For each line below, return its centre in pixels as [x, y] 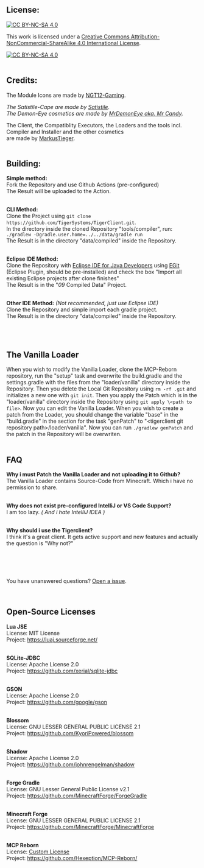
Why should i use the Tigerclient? [50, 531]
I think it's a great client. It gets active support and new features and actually [102, 537]
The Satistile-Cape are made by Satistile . [58, 107]
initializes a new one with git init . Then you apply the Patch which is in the [102, 395]
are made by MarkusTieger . [41, 138]
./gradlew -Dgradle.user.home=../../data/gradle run [75, 235]
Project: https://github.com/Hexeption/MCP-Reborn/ [72, 858]
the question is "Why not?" [40, 543]
